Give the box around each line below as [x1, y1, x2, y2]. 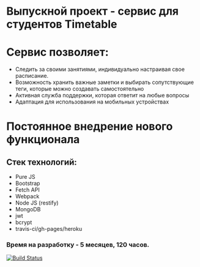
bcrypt [15, 219, 32, 226]
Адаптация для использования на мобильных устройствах [15, 98, 169, 105]
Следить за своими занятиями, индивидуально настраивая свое [15, 66, 185, 73]
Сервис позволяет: [6, 45, 109, 59]
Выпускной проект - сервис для [6, 4, 179, 18]
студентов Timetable [6, 17, 117, 31]
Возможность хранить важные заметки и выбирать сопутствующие [15, 78, 194, 86]
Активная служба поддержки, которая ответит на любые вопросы [15, 92, 190, 99]
